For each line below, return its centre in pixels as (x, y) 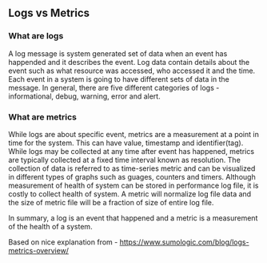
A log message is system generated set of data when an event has (118, 53)
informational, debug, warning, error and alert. (85, 96)
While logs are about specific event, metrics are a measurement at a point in (134, 134)
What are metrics (43, 117)
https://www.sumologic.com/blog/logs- (184, 242)
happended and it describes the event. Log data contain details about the (129, 62)
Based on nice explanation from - (63, 242)
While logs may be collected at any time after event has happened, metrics (131, 151)
